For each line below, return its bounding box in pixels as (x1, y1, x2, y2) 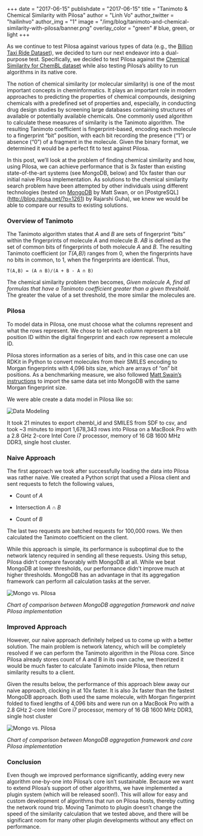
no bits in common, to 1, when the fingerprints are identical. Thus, (7, 256, 170, 263)
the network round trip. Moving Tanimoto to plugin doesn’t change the (7, 804, 182, 811)
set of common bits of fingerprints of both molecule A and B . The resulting (7, 243, 193, 251)
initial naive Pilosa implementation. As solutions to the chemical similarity (7, 176, 188, 183)
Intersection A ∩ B (15, 504, 61, 511)
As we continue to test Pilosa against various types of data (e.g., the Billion (7, 42, 193, 50)
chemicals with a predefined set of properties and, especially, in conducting (7, 99, 196, 107)
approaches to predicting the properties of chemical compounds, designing (7, 93, 195, 100)
